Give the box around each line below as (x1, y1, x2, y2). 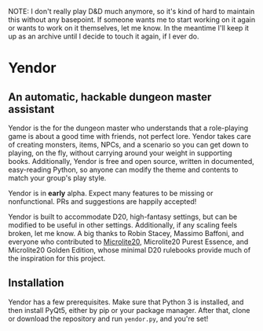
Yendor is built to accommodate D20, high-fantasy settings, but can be (8, 212, 238, 221)
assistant (8, 102, 55, 116)
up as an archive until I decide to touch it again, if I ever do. (8, 31, 199, 41)
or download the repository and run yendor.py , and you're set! (8, 314, 209, 323)
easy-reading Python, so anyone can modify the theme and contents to (8, 165, 239, 174)
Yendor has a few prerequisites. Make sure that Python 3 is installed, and (8, 297, 244, 307)
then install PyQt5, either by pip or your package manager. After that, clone (8, 305, 250, 315)
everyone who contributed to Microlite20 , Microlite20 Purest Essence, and (8, 237, 249, 246)
